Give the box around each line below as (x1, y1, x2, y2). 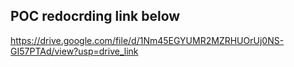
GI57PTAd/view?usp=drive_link (10, 45, 139, 57)
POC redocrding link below (10, 8, 181, 25)
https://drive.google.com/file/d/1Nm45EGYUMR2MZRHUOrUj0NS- (10, 34, 285, 46)
